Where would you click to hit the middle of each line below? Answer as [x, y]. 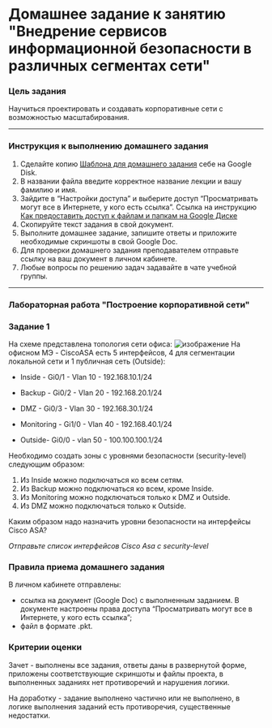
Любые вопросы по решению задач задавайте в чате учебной [128, 267]
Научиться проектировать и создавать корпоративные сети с [116, 109]
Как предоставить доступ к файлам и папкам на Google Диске [129, 215]
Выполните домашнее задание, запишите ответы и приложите [128, 233]
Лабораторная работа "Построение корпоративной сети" [129, 304]
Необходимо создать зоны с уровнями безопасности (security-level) [127, 456]
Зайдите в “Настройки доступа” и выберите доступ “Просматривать [139, 198]
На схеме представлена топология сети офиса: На [125, 344]
